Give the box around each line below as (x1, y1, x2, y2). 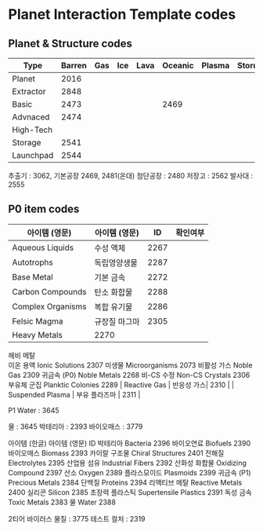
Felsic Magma (12, 316, 64, 327)
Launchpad (12, 150, 54, 160)
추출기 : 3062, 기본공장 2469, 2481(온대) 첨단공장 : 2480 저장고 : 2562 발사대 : (8, 171, 254, 180)
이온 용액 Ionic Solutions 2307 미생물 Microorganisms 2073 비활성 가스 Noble (8, 360, 253, 370)
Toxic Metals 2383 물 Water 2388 (8, 497, 116, 507)
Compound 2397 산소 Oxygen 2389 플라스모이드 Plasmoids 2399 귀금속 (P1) (8, 467, 252, 477)
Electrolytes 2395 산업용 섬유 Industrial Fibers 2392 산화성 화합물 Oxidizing (8, 458, 247, 467)
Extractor (12, 86, 46, 97)
